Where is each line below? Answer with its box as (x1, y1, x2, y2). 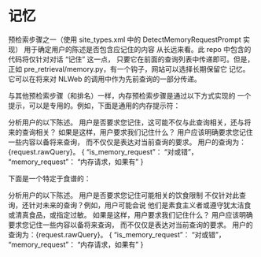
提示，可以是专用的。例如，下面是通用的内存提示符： (8, 100, 181, 110)
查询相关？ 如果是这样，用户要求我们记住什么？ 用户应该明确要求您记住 (21, 127, 253, 136)
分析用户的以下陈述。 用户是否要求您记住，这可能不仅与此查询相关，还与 (8, 117, 244, 127)
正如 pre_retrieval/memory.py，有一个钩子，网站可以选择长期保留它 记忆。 (8, 64, 250, 73)
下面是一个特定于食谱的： (8, 173, 91, 183)
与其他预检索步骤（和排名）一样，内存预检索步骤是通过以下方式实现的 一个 (8, 91, 252, 100)
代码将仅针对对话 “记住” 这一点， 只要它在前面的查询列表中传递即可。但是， (8, 54, 255, 64)
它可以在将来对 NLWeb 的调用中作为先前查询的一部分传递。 (8, 74, 202, 84)
